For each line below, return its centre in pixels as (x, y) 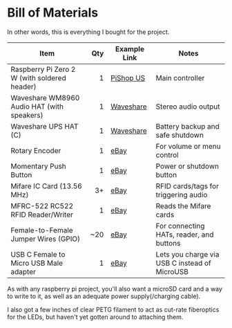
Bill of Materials (53, 13)
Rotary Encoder (36, 150)
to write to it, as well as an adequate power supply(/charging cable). (104, 296)
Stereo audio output (188, 107)
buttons (168, 243)
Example (130, 48)
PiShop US (128, 78)
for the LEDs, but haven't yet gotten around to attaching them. (95, 317)
